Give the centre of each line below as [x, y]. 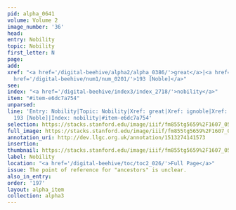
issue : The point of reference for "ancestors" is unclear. [97, 170]
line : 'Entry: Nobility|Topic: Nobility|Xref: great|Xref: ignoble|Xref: [118, 111]
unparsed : [22, 105]
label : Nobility [31, 157]
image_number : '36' [36, 27]
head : [15, 33]
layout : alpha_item [36, 190]
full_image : [25, 131]
